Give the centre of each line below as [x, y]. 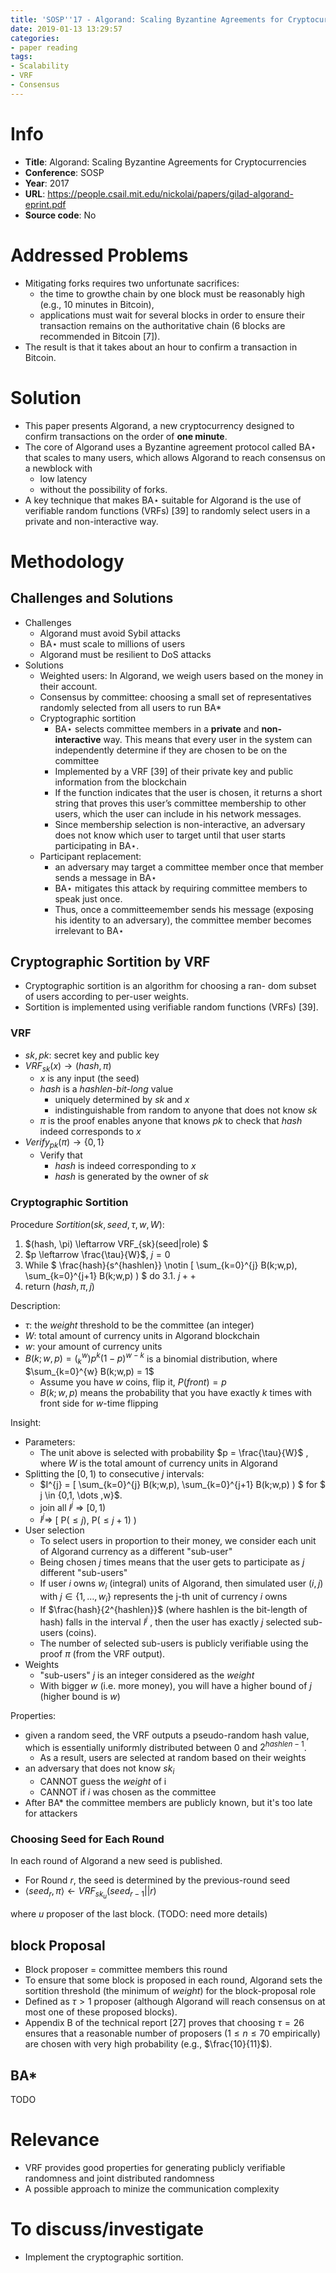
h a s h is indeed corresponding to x [125, 1166]
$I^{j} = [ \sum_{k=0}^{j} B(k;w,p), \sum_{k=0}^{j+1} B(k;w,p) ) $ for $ [182, 1485]
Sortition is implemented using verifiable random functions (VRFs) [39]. [171, 1007]
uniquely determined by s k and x [122, 1100]
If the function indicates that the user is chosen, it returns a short [188, 792]
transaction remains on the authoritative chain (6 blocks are [162, 325]
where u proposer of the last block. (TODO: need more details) [139, 1914]
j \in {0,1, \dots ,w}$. [81, 1495]
